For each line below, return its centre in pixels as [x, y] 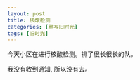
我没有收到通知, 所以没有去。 [49, 69]
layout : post [26, 14]
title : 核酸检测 [29, 20]
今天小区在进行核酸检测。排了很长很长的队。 [72, 54]
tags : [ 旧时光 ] [28, 33]
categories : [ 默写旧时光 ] [43, 27]
